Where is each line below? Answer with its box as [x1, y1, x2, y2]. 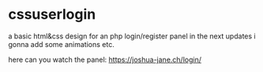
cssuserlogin [8, 5, 96, 23]
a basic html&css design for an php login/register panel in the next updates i [8, 31, 256, 41]
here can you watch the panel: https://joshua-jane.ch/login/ [8, 55, 201, 64]
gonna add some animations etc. [8, 39, 115, 49]
